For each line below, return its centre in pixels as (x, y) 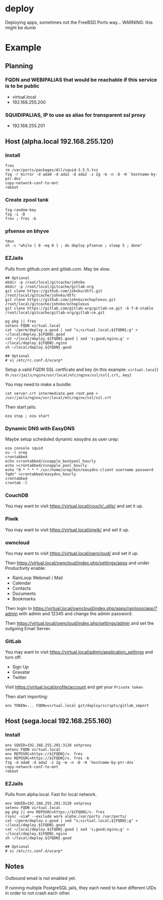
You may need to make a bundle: (39, 384)
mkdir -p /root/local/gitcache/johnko (45, 282)
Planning (19, 66)
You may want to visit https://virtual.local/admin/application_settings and (79, 652)
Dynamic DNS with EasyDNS (40, 428)
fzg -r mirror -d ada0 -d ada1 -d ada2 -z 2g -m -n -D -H (66, 174)
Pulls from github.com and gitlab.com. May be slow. (58, 269)
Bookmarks (24, 599)
